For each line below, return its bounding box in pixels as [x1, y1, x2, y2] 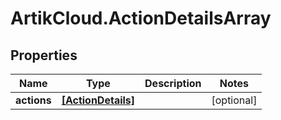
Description [144, 77, 202, 90]
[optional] [211, 93, 258, 107]
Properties [10, 47, 78, 64]
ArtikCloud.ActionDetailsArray [10, 7, 272, 30]
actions [15, 93, 52, 107]
